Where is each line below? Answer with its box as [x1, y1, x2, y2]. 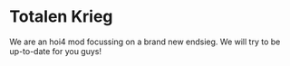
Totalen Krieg [9, 6, 113, 27]
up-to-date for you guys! [9, 45, 102, 56]
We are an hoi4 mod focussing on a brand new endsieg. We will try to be [9, 36, 281, 47]
